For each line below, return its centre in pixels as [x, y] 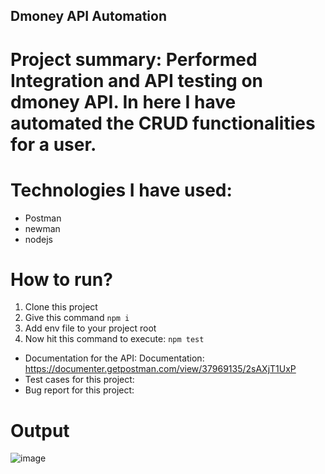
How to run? [61, 279]
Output [40, 430]
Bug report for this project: [79, 390]
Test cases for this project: [79, 380]
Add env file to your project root [90, 328]
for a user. [53, 144]
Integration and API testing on [137, 80]
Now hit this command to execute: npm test [114, 339]
